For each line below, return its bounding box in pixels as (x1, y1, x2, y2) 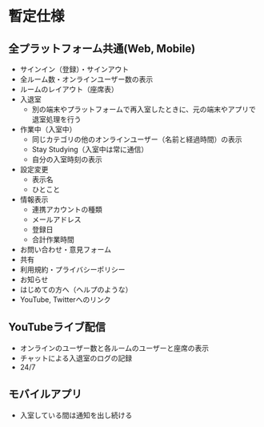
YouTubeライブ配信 (8, 320, 106, 334)
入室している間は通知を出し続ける (19, 410, 133, 420)
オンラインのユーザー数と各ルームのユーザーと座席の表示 (19, 343, 210, 352)
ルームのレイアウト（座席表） (19, 85, 118, 94)
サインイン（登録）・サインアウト (19, 65, 130, 74)
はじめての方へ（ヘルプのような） (19, 285, 133, 294)
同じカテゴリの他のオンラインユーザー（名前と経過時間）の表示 (31, 135, 242, 144)
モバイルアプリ (8, 388, 82, 401)
